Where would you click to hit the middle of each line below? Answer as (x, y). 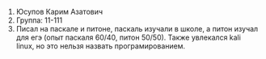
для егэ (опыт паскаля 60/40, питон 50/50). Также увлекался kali (128, 37)
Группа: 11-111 (39, 20)
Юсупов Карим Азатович (59, 12)
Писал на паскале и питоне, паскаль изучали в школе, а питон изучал (137, 29)
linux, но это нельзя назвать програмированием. (101, 46)
